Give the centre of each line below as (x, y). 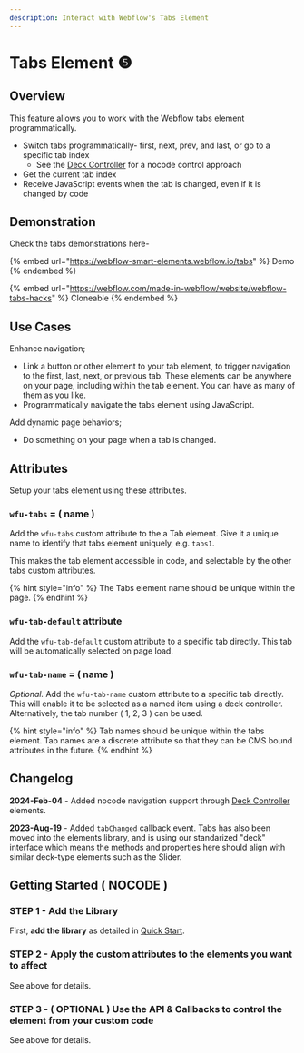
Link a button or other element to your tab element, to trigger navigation (157, 366)
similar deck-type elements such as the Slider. (96, 856)
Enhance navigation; (48, 349)
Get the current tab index (69, 174)
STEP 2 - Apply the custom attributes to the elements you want (151, 954)
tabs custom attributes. (53, 571)
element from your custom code (82, 1020)
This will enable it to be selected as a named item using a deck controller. (146, 704)
